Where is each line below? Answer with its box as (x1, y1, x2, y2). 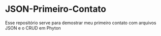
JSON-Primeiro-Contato (5, 3, 106, 15)
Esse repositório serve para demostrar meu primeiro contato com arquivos (5, 20, 157, 26)
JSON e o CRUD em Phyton (5, 25, 61, 31)
